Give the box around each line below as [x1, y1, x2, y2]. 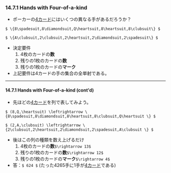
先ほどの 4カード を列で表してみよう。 [12, 99, 92, 105]
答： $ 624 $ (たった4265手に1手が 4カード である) [12, 162, 116, 168]
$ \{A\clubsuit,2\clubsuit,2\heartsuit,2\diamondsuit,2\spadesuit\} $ [5, 35, 158, 41]
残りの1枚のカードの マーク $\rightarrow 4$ [20, 156, 110, 162]
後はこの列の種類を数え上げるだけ [12, 136, 84, 142]
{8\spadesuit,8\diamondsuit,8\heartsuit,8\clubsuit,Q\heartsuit [5, 113, 145, 119]
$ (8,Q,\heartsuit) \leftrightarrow [5, 109, 83, 114]
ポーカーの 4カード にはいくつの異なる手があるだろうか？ [12, 16, 132, 22]
